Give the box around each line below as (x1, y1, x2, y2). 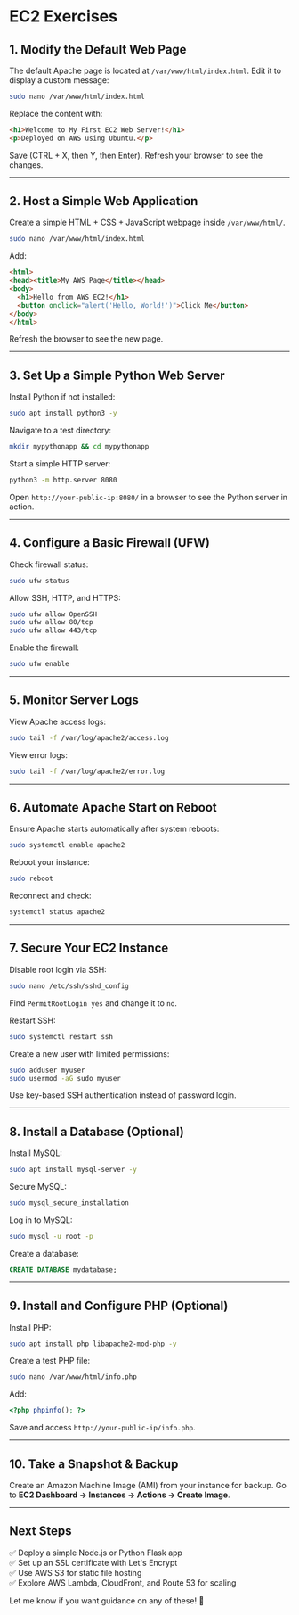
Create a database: (9, 1248, 79, 1258)
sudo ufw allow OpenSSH (9, 609, 98, 619)
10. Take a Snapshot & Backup (9, 1456, 179, 1471)
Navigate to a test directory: (9, 425, 111, 436)
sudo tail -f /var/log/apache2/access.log (9, 733, 169, 742)
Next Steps (9, 1523, 72, 1539)
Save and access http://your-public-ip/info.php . (9, 1422, 196, 1433)
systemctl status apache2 (9, 908, 105, 917)
